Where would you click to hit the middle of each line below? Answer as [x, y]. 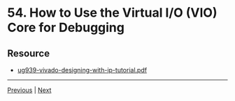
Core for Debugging [66, 28]
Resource [29, 53]
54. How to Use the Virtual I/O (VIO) [112, 13]
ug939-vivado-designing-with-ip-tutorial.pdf [82, 70]
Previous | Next [29, 90]
